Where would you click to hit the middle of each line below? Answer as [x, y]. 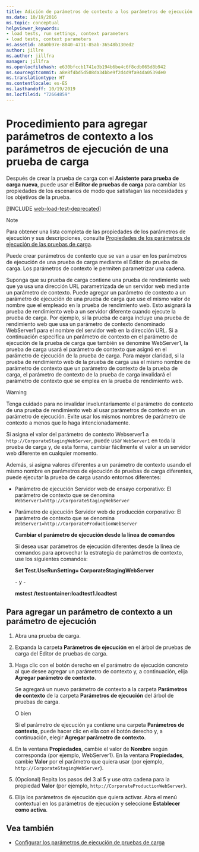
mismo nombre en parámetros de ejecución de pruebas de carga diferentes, [99, 471]
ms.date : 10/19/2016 [32, 17]
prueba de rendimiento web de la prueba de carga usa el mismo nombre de [99, 362]
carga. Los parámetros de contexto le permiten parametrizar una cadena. [96, 268]
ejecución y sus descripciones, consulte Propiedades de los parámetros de [98, 237]
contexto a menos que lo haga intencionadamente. [68, 423]
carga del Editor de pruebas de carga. [61, 653]
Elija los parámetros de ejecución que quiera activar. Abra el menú [96, 797]
